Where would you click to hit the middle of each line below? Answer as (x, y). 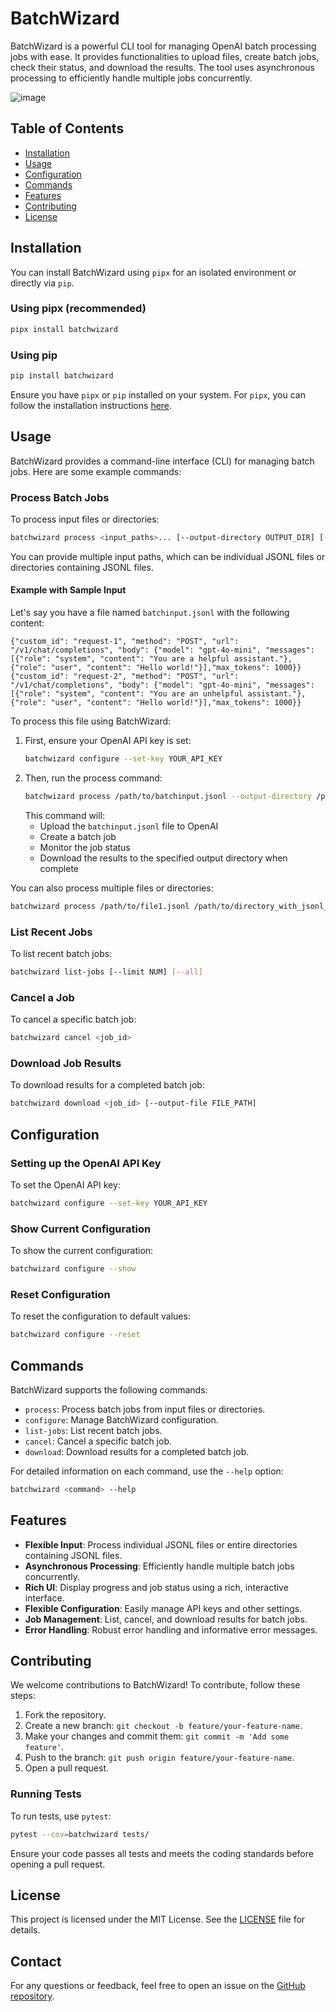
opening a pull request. (58, 1864)
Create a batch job (78, 836)
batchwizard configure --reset (75, 1335)
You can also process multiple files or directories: (112, 888)
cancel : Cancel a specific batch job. (98, 1441)
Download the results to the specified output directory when (163, 858)
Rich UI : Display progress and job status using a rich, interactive (156, 1587)
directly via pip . (42, 283)
